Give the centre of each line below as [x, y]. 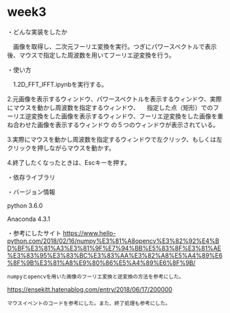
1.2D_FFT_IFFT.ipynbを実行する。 [60, 84]
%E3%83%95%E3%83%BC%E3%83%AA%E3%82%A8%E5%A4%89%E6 [115, 255]
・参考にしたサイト [34, 233]
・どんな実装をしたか [37, 32]
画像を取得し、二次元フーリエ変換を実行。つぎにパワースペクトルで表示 [115, 46]
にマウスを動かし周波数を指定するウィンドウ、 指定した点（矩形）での [110, 107]
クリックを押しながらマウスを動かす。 [61, 148]
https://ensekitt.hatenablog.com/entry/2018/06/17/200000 [90, 289]
